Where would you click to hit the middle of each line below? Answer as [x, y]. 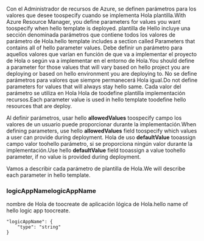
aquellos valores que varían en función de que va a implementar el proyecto [101, 54]
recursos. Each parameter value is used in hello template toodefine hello [96, 99]
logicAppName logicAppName [51, 190]
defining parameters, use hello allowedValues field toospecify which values [102, 131]
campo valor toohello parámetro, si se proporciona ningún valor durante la [100, 144]
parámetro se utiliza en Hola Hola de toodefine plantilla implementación [96, 93]
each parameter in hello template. [48, 175]
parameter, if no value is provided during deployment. [74, 157]
